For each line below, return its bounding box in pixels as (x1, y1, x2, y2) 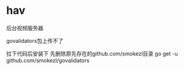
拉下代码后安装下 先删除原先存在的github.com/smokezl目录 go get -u (6, 49, 178, 57)
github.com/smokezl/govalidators (6, 57, 90, 64)
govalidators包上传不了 (6, 37, 64, 44)
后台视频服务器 (6, 24, 43, 31)
